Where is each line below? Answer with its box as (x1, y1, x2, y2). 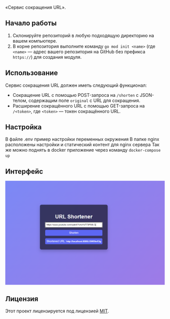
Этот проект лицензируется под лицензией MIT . (5, 308, 109, 314)
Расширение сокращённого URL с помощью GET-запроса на (12, 102, 145, 109)
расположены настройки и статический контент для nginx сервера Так (5, 141, 160, 148)
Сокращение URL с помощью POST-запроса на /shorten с (12, 92, 139, 98)
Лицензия (5, 294, 38, 303)
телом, (12, 97, 28, 103)
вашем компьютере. (12, 38, 57, 44)
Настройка (5, 123, 42, 131)
